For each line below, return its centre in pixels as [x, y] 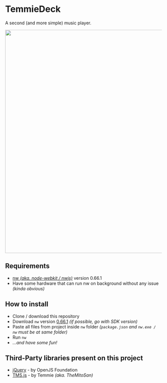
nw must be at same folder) [40, 332]
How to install [27, 304]
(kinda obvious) [28, 288]
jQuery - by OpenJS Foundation [45, 370]
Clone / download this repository [46, 316]
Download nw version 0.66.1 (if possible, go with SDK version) [75, 321]
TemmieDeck [33, 9]
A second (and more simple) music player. [48, 23]
